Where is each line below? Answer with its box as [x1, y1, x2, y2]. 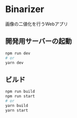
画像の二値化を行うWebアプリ [5, 21, 68, 27]
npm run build [5, 89, 35, 94]
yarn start [5, 107, 28, 113]
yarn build [5, 103, 28, 108]
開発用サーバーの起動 [5, 37, 72, 46]
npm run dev [5, 50, 30, 56]
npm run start [5, 94, 35, 99]
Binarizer [5, 4, 45, 15]
